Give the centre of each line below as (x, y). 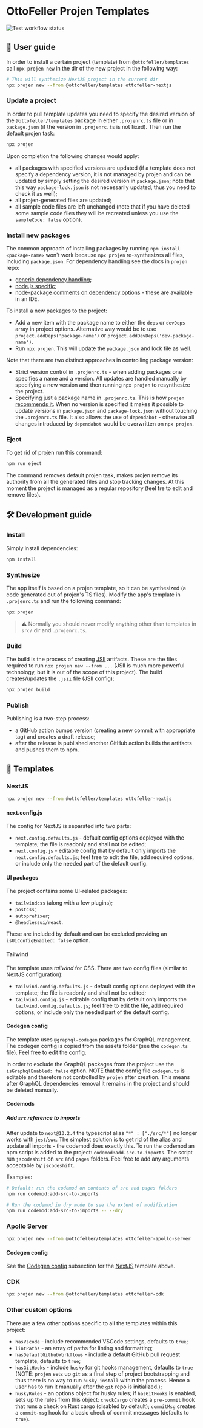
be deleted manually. (32, 1090)
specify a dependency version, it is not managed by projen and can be (103, 174)
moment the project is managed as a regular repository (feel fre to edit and (99, 488)
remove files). (23, 495)
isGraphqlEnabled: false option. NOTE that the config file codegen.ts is (95, 1071)
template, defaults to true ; (48, 1361)
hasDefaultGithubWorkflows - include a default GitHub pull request (98, 1354)
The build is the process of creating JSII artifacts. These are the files (92, 659)
